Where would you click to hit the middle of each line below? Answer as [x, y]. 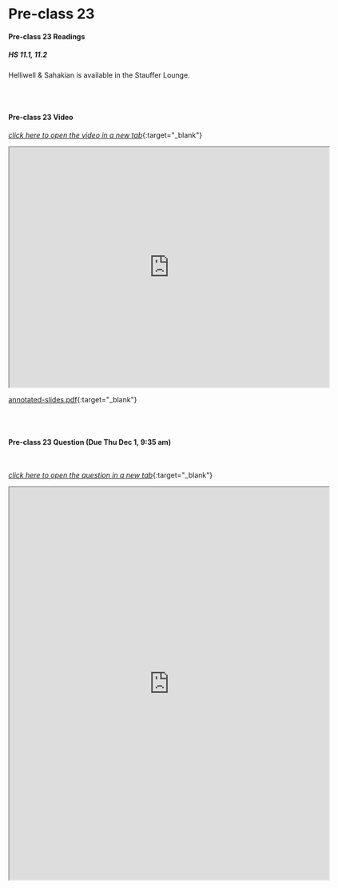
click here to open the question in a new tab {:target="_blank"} [111, 475]
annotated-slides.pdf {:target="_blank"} [73, 399]
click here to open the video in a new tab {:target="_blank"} [105, 135]
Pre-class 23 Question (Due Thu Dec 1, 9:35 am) [90, 442]
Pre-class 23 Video [41, 118]
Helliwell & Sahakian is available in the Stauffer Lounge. [99, 75]
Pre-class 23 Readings [47, 36]
